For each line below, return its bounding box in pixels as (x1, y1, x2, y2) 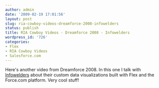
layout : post (5, 16, 32, 21)
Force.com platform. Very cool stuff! (5, 77, 79, 83)
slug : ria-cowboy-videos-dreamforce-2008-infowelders (5, 21, 119, 26)
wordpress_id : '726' (5, 35, 48, 40)
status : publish (5, 26, 39, 31)
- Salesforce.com (5, 53, 41, 58)
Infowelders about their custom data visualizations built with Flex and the (5, 72, 155, 78)
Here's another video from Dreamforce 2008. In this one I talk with (5, 67, 141, 73)
